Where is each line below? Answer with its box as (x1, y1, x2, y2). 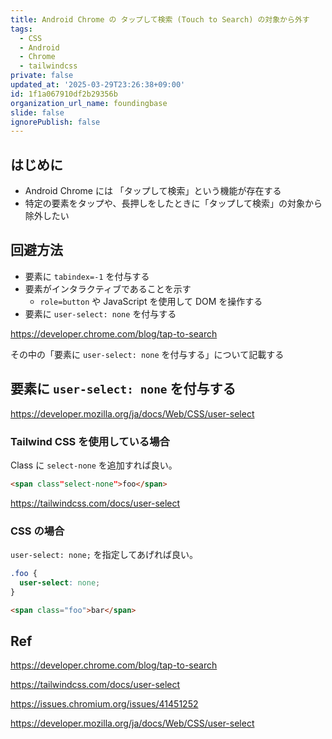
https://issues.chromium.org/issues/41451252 (10, 698, 199, 710)
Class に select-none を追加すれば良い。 (10, 459, 178, 471)
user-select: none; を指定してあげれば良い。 (10, 549, 198, 561)
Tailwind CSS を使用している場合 (10, 434, 170, 448)
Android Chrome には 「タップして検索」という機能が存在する (24, 185, 282, 197)
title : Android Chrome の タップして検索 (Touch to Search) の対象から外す (10, 14, 310, 25)
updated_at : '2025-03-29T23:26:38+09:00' (10, 80, 186, 90)
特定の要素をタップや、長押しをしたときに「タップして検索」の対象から (24, 197, 323, 210)
